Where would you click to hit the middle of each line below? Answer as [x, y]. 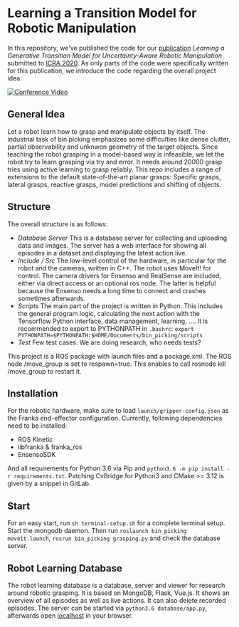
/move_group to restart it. [44, 371]
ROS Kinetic [35, 440]
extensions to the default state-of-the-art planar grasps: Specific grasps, [114, 176]
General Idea [36, 114]
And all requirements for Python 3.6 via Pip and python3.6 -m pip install [116, 468]
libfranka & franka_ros [50, 447]
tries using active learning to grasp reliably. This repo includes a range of [115, 169]
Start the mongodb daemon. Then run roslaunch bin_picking [97, 531]
